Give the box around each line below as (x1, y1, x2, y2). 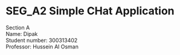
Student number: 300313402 (5, 36, 78, 44)
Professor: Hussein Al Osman (5, 43, 79, 50)
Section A (5, 24, 30, 31)
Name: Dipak (5, 30, 38, 37)
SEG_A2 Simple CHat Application (5, 4, 175, 18)
